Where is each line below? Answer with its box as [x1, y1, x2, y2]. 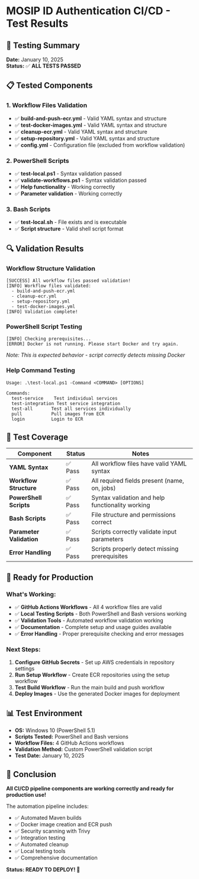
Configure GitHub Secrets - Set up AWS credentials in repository [14, 659, 175, 666]
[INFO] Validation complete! [6, 309, 78, 315]
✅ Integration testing [14, 834, 66, 841]
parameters [91, 535, 124, 543]
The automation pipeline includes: [6, 803, 89, 810]
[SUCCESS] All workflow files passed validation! [6, 277, 131, 284]
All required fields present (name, [91, 477, 185, 485]
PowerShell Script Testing [6, 322, 82, 331]
